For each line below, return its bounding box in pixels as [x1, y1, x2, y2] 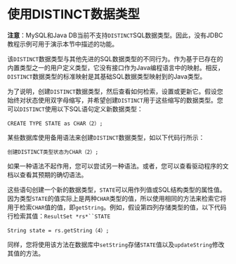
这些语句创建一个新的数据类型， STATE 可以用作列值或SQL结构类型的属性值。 [7, 185, 226, 194]
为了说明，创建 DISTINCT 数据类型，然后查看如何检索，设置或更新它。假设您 [7, 87, 223, 95]
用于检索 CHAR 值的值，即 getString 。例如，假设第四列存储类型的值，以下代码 [7, 203, 227, 211]
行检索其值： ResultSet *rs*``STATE [7, 211, 111, 220]
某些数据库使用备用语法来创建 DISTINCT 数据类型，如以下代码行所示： [7, 133, 205, 141]
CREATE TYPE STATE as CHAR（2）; [7, 120, 103, 127]
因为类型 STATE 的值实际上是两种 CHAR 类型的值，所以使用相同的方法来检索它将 [7, 194, 227, 202]
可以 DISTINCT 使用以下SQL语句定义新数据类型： [7, 105, 143, 113]
